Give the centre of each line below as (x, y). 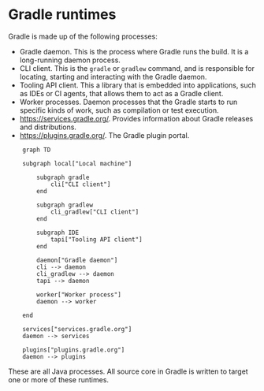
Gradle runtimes (62, 15)
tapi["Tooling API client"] (97, 239)
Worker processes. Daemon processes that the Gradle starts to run (128, 102)
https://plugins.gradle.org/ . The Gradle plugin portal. (104, 135)
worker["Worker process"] (79, 294)
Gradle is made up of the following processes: (83, 36)
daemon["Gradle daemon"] (77, 260)
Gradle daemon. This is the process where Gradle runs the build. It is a (134, 51)
